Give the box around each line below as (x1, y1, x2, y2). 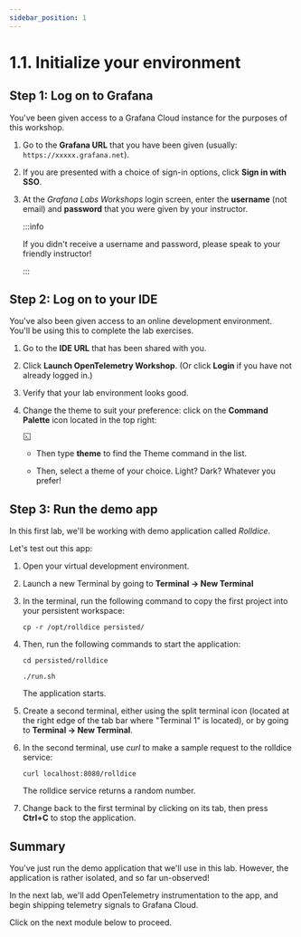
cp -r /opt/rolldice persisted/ (22, 623, 145, 632)
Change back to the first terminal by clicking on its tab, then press (22, 803, 268, 814)
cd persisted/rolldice (22, 656, 108, 665)
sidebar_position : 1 (9, 13, 88, 23)
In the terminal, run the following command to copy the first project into (22, 596, 288, 607)
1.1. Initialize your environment (9, 52, 241, 72)
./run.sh (22, 672, 56, 682)
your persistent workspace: (22, 606, 125, 617)
